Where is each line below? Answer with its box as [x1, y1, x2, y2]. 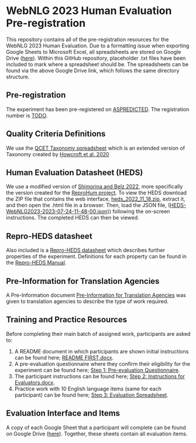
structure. [6, 73, 30, 80]
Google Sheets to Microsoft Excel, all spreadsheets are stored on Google [6, 48, 181, 55]
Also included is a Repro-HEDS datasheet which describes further [6, 247, 166, 254]
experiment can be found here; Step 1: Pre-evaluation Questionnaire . [14, 366, 180, 373]
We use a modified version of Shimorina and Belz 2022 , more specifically [6, 183, 183, 190]
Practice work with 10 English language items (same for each [14, 385, 162, 392]
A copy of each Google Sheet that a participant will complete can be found [6, 424, 186, 431]
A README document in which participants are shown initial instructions [14, 348, 189, 355]
